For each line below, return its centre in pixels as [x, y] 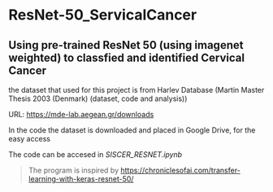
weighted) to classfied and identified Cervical [127, 57]
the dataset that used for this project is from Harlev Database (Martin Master [136, 90]
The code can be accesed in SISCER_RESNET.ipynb [95, 155]
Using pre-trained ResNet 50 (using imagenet [126, 45]
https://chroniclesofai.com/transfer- [181, 170]
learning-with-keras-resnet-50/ [81, 179]
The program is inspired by [74, 170]
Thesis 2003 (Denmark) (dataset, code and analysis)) [98, 98]
